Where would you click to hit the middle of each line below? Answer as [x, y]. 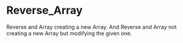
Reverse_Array [45, 10]
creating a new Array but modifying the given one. [69, 33]
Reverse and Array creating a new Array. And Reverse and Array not [91, 27]
